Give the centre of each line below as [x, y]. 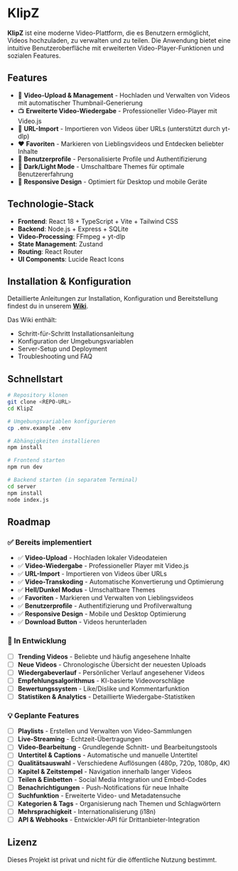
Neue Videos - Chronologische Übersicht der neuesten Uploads [112, 664]
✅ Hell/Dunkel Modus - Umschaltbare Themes [86, 590]
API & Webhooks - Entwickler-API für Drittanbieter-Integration [109, 819]
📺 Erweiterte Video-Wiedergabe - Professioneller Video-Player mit [117, 110]
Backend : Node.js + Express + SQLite [73, 229]
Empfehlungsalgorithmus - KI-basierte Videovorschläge [101, 680]
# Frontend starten [36, 460]
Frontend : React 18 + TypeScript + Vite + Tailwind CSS [98, 221]
